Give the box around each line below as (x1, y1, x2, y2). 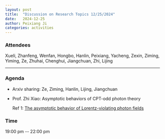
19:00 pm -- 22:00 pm (5, 129, 50, 135)
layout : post (5, 7, 32, 12)
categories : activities (5, 26, 54, 30)
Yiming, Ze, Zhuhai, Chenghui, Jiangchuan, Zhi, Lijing (5, 58, 113, 64)
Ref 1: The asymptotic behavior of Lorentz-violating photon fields (12, 105, 144, 111)
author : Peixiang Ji (5, 21, 48, 26)
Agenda (5, 75, 25, 82)
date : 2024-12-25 (5, 16, 45, 21)
